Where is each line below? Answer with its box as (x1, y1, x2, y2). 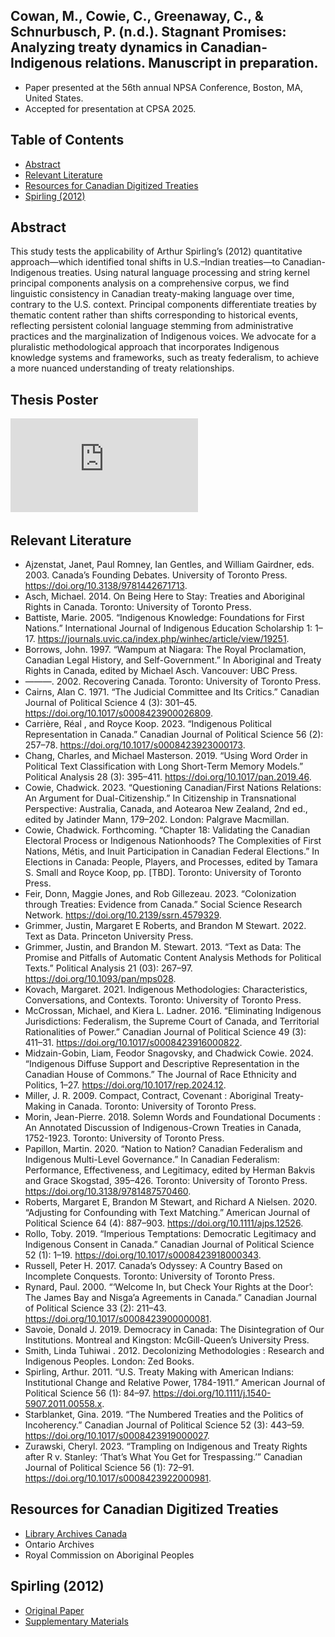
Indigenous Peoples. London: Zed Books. (24, 1355, 195, 1368)
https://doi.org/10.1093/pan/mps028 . (24, 973, 177, 985)
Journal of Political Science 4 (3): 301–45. (24, 697, 198, 709)
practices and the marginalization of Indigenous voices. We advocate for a (10, 330, 317, 343)
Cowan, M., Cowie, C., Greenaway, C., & (10, 8, 264, 25)
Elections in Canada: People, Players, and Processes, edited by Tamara (24, 856, 318, 868)
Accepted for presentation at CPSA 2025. (24, 102, 197, 114)
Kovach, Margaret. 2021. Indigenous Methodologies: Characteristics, (24, 984, 308, 996)
